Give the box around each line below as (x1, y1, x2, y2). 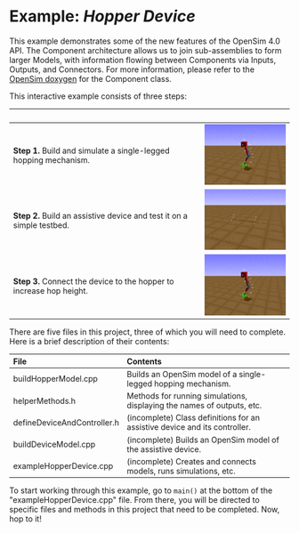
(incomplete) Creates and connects (126, 456, 256, 466)
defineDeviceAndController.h (12, 416, 120, 428)
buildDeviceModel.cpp (12, 439, 96, 450)
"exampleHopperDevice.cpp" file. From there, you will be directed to (9, 495, 260, 505)
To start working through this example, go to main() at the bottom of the (9, 485, 273, 496)
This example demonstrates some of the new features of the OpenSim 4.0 (9, 36, 280, 46)
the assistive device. (126, 443, 202, 455)
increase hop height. (12, 285, 89, 295)
